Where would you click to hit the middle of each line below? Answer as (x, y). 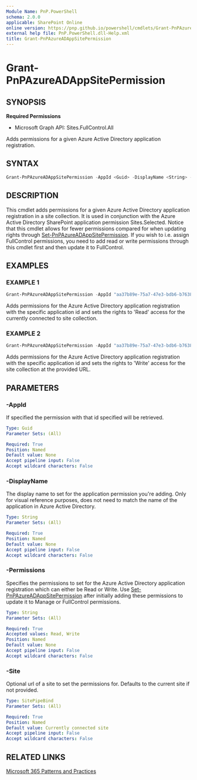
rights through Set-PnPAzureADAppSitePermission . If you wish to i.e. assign (98, 235)
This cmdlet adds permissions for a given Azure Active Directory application (98, 210)
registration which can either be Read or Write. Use (68, 589)
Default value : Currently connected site (57, 728)
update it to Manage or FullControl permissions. (64, 602)
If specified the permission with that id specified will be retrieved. (85, 417)
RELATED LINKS (36, 757)
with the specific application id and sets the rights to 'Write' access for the (96, 363)
